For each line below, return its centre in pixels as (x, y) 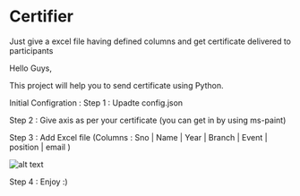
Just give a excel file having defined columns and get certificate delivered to (150, 41)
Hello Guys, (30, 68)
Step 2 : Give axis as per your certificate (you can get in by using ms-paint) (148, 120)
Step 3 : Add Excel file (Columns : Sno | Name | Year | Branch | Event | (138, 137)
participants (31, 50)
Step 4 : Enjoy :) (39, 182)
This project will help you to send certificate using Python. (116, 85)
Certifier (42, 17)
